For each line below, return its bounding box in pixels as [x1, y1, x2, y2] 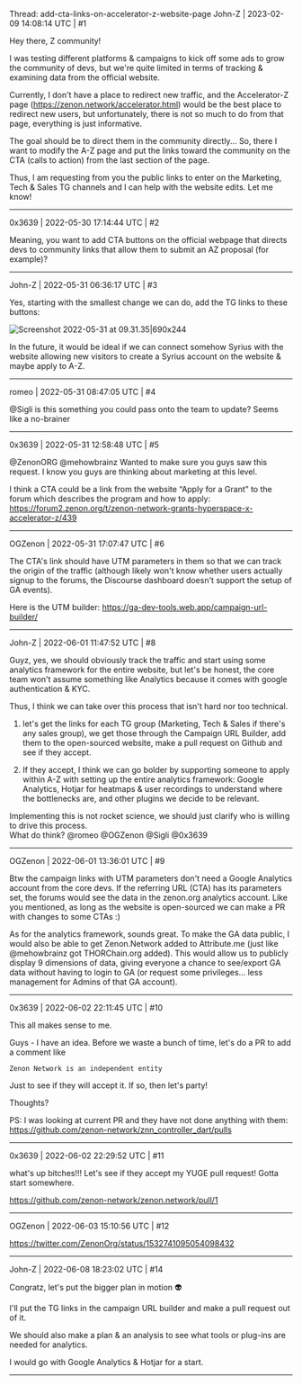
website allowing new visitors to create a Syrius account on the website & [9, 351, 281, 362]
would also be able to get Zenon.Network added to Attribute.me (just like [9, 939, 279, 949]
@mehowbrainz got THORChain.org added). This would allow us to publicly [9, 948, 289, 958]
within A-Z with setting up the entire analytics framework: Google [22, 774, 264, 785]
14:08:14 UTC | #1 [21, 18, 87, 29]
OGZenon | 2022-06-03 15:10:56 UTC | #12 [9, 1220, 170, 1231]
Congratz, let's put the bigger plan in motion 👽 [9, 1282, 182, 1292]
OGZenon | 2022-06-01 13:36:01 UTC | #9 [9, 856, 165, 866]
